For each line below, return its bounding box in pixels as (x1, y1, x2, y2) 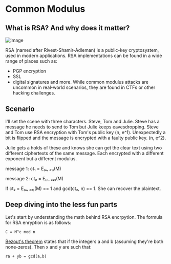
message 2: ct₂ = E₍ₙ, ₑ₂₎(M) (5, 175, 64, 181)
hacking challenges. (12, 90, 55, 96)
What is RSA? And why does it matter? (5, 24, 130, 32)
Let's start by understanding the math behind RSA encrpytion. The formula (5, 214, 163, 220)
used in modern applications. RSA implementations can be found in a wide (5, 52, 162, 59)
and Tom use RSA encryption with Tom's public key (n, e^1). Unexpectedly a (5, 129, 166, 135)
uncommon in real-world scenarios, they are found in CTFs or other (12, 84, 156, 90)
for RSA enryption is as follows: (5, 219, 72, 225)
